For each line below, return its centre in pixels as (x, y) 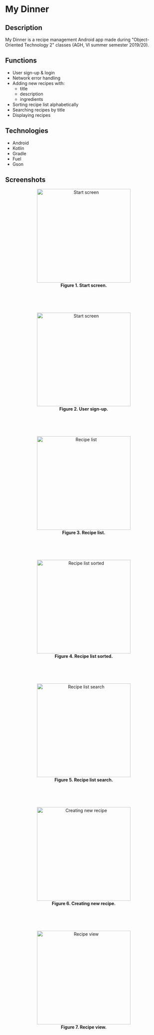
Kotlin (18, 148)
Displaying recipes (31, 115)
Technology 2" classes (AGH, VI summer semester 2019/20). (87, 45)
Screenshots (25, 180)
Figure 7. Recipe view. (84, 1027)
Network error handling (36, 78)
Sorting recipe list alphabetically (45, 104)
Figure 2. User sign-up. (84, 409)
